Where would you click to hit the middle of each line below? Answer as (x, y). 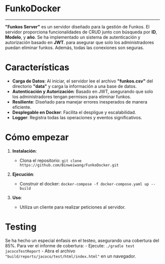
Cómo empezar (37, 137)
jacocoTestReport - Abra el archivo (40, 251)
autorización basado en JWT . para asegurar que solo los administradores (80, 42)
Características (37, 67)
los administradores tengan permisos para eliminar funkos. (72, 97)
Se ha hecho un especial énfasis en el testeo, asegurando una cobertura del (82, 240)
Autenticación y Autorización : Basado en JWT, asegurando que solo (82, 91)
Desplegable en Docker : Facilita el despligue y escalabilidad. (74, 112)
